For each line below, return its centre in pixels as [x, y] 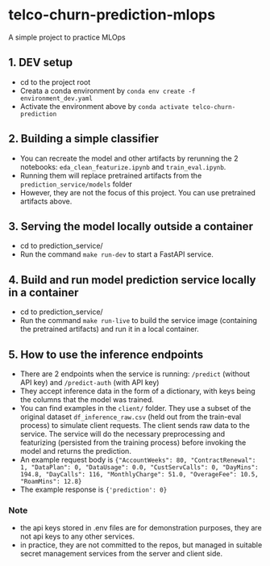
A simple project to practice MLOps [67, 37]
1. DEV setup [41, 63]
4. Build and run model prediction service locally [132, 280]
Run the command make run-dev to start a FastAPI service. [116, 254]
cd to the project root [55, 82]
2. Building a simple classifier [84, 139]
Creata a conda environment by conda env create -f [108, 90]
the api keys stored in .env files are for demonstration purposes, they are [141, 528]
